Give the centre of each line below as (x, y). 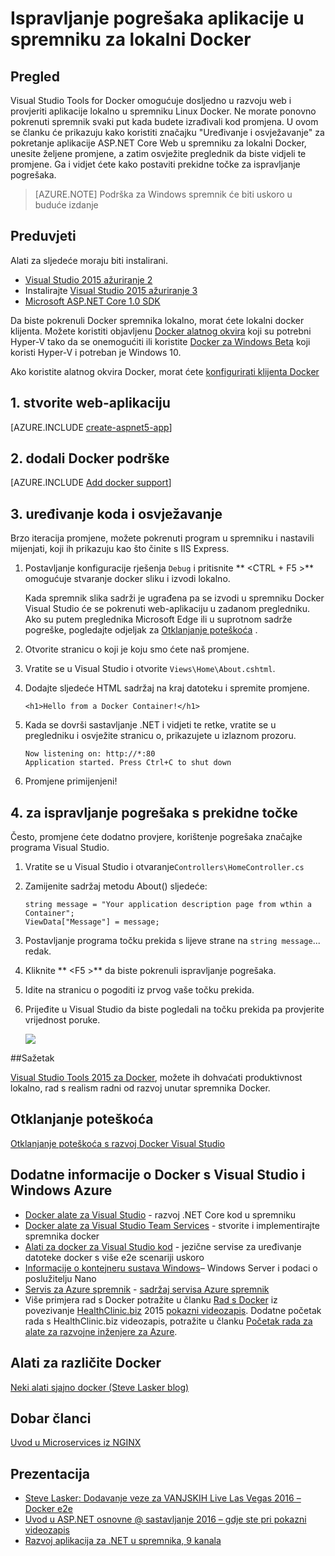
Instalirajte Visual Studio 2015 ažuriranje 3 (111, 290)
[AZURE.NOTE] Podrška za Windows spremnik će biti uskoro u (163, 194)
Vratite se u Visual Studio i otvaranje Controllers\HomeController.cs (164, 867)
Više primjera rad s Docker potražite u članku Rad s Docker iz (151, 1299)
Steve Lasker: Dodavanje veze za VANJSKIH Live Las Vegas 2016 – (163, 1498)
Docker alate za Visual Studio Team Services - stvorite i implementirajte (172, 1225)
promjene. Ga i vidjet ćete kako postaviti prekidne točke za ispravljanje (155, 164)
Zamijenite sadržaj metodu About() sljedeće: (116, 886)
